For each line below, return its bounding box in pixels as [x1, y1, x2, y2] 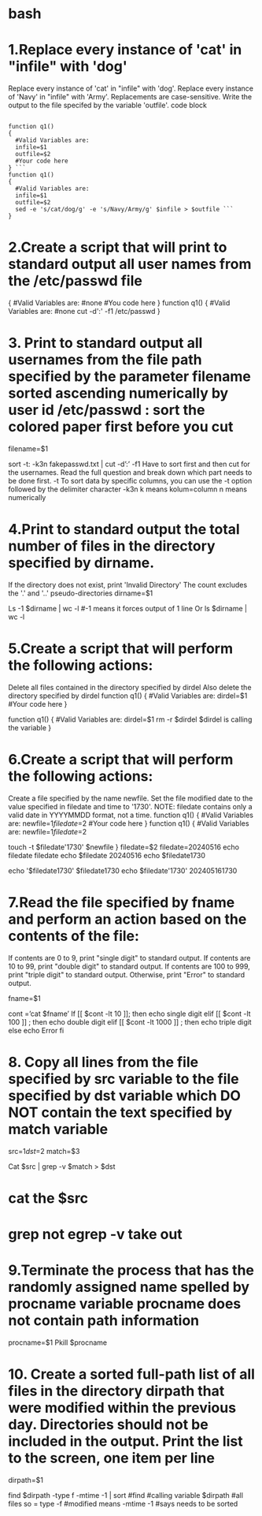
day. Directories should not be [8, 1416, 208, 1434]
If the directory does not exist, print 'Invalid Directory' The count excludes [8, 580, 248, 589]
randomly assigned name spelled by [8, 1279, 250, 1296]
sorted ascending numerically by [8, 384, 229, 402]
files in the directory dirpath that [8, 1382, 225, 1400]
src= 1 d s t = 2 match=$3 [8, 1146, 80, 1156]
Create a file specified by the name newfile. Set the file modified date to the [8, 793, 253, 803]
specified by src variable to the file [8, 1070, 239, 1088]
